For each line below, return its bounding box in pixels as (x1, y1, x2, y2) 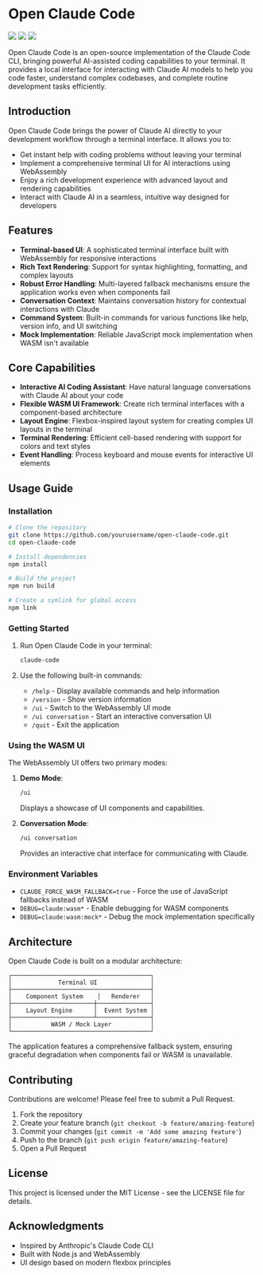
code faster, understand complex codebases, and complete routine (8, 73, 229, 82)
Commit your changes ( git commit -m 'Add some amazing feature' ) (19, 1127, 242, 1136)
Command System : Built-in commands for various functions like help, (19, 313, 249, 322)
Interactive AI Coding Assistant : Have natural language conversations (19, 382, 252, 392)
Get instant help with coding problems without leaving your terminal (19, 149, 242, 159)
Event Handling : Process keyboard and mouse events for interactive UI (19, 450, 253, 459)
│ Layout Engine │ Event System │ (8, 1006, 155, 1015)
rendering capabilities (19, 183, 91, 193)
